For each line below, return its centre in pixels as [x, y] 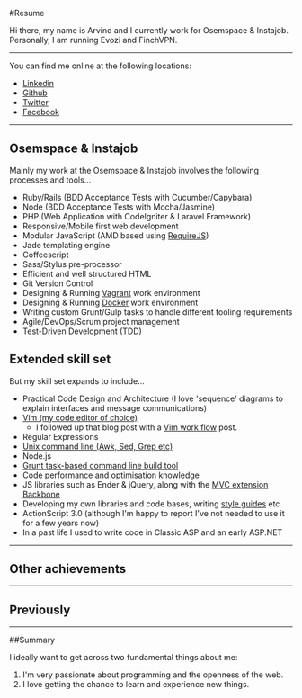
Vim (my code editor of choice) [80, 417]
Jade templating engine [66, 245]
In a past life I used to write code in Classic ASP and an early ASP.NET [152, 532]
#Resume [27, 13]
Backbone [41, 494]
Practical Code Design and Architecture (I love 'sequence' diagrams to [153, 398]
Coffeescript [45, 255]
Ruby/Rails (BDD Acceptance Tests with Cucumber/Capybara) [137, 197]
